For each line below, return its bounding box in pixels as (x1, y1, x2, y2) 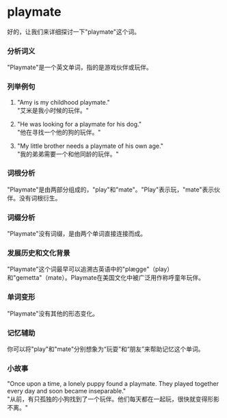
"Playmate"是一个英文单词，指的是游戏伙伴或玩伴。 (7, 63, 152, 72)
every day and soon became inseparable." (7, 387, 126, 395)
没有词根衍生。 (18, 194, 62, 202)
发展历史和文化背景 (7, 248, 70, 258)
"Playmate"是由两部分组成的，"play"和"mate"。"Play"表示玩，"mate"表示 (7, 185, 214, 194)
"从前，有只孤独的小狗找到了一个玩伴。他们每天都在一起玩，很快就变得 (7, 395, 208, 404)
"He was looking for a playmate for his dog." (16, 120, 142, 128)
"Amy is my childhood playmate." (16, 98, 111, 106)
